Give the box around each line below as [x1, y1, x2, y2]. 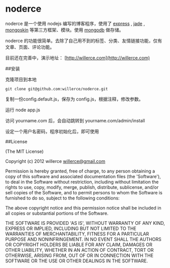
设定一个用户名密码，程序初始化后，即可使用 [5, 128, 99, 135]
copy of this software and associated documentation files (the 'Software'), [5, 173, 161, 179]
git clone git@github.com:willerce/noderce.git [5, 86, 108, 91]
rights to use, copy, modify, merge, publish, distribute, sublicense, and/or [5, 184, 159, 190]
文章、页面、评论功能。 [5, 44, 54, 50]
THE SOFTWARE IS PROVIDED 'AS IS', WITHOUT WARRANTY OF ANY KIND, [5, 220, 165, 226]
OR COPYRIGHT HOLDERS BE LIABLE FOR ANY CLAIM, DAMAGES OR [5, 242, 153, 248]
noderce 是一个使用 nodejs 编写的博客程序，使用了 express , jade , [5, 20, 145, 26]
